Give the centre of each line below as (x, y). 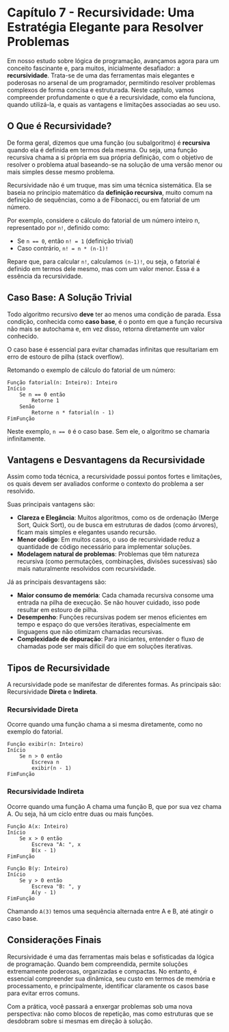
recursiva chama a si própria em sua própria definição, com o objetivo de (110, 157)
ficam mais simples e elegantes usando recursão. (87, 532)
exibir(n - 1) (52, 769)
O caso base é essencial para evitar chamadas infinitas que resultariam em (113, 349)
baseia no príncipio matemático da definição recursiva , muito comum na (110, 192)
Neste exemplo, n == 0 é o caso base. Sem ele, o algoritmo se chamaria (108, 431)
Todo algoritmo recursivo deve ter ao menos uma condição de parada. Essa (114, 314)
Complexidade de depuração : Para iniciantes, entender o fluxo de (110, 639)
